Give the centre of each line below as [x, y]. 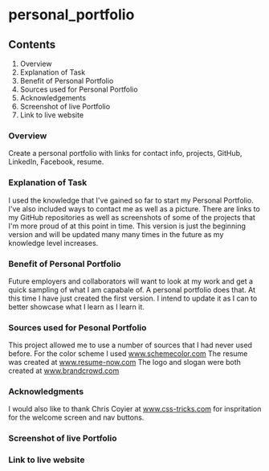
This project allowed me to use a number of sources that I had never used [130, 345]
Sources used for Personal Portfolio [79, 89]
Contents [32, 45]
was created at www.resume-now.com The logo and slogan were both [124, 362]
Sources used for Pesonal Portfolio [77, 327]
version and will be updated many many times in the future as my [116, 234]
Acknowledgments [46, 391]
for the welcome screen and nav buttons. [76, 418]
